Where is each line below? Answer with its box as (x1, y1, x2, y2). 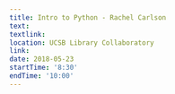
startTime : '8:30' (9, 64, 78, 73)
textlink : (9, 30, 47, 38)
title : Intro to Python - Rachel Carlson (9, 13, 167, 22)
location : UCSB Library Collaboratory (9, 38, 154, 47)
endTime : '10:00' (9, 72, 74, 81)
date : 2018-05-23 (9, 55, 74, 64)
